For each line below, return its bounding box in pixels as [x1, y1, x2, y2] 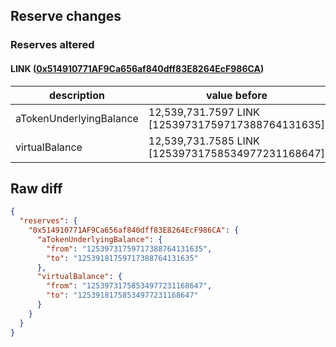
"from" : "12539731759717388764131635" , [46, 244, 213, 254]
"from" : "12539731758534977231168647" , [46, 281, 213, 291]
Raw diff [10, 180, 63, 197]
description [48, 88, 105, 102]
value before [205, 88, 268, 102]
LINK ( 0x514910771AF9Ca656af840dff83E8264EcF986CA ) [10, 62, 265, 74]
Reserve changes [10, 8, 122, 25]
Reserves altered [10, 38, 95, 52]
